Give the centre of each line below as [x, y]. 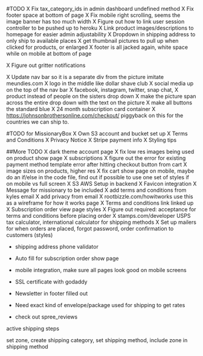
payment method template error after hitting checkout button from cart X [97, 164]
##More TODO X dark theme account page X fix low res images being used [100, 151]
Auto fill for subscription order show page [67, 258]
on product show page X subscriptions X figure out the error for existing [96, 158]
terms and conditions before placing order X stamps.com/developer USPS [98, 216]
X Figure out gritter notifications [46, 65]
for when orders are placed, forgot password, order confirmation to [90, 228]
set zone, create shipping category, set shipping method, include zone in [97, 340]
